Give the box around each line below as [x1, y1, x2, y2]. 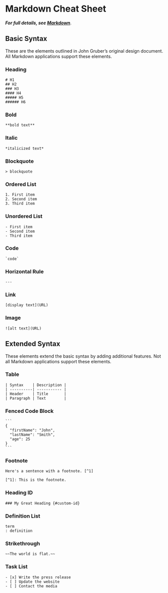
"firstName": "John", [10, 428, 55, 433]
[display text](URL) [5, 303, 49, 308]
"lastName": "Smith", [10, 432, 55, 438]
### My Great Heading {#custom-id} [5, 500, 80, 506]
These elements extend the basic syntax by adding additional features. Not [5, 353, 161, 359]
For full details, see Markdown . [5, 20, 72, 26]
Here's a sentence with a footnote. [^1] [5, 469, 94, 474]
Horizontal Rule [5, 268, 44, 275]
